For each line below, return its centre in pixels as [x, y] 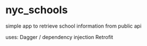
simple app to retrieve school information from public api [73, 26]
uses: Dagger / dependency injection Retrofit [59, 37]
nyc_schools [37, 10]
